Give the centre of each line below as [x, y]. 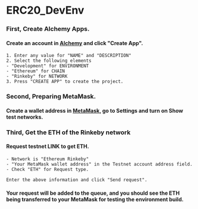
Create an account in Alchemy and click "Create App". [75, 43]
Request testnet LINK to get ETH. [48, 147]
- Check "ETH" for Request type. [48, 169]
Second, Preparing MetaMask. [51, 97]
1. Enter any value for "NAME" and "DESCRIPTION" [69, 56]
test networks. [25, 117]
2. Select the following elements [49, 61]
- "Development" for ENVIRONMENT [48, 66]
